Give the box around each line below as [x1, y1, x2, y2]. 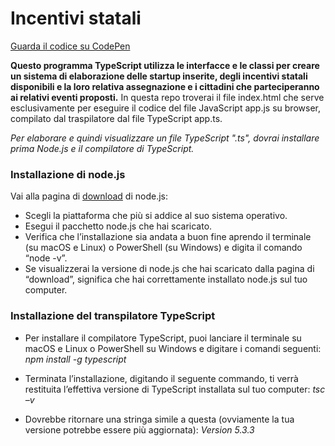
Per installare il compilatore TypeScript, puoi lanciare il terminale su [24, 332, 302, 344]
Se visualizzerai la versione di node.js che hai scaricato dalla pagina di [24, 263, 315, 275]
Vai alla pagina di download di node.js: [10, 190, 169, 202]
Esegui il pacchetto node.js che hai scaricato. [24, 220, 213, 232]
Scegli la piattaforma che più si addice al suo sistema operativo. [24, 210, 288, 222]
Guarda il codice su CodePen [10, 40, 131, 52]
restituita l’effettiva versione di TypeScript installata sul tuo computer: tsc [24, 383, 326, 395]
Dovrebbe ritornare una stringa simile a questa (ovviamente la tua [24, 413, 295, 425]
